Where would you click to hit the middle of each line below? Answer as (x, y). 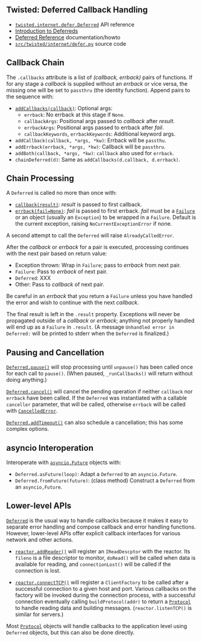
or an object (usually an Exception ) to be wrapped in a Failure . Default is (106, 217)
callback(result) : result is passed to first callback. (78, 205)
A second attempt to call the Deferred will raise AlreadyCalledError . (90, 235)
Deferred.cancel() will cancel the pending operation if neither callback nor (99, 392)
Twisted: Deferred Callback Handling (77, 10)
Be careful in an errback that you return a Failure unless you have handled (99, 296)
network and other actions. (40, 539)
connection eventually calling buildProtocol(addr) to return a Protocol (103, 601)
